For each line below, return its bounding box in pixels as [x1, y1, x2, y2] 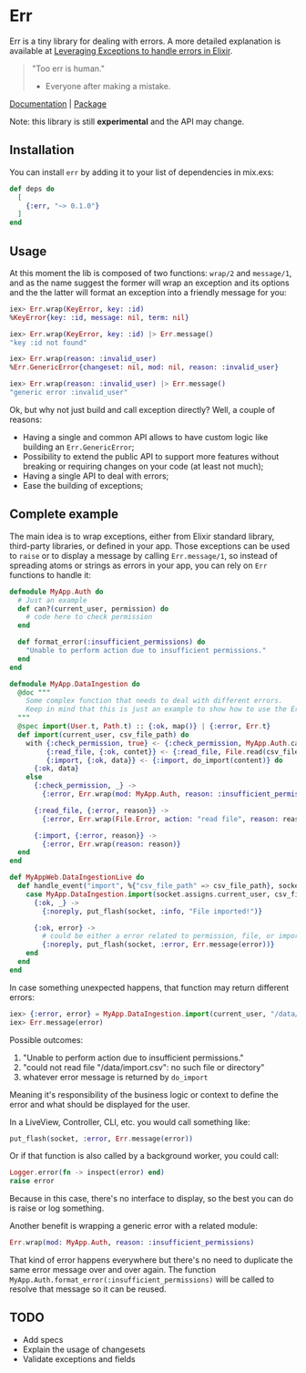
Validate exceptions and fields [22, 1353, 136, 1364]
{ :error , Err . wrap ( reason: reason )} [42, 840, 181, 849]
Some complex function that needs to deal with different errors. [25, 697, 283, 706]
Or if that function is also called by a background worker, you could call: [9, 1151, 280, 1161]
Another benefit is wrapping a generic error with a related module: [9, 1221, 258, 1232]
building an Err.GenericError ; [22, 441, 135, 452]
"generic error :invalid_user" [9, 388, 128, 397]
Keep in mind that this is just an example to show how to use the [25, 705, 287, 714]
